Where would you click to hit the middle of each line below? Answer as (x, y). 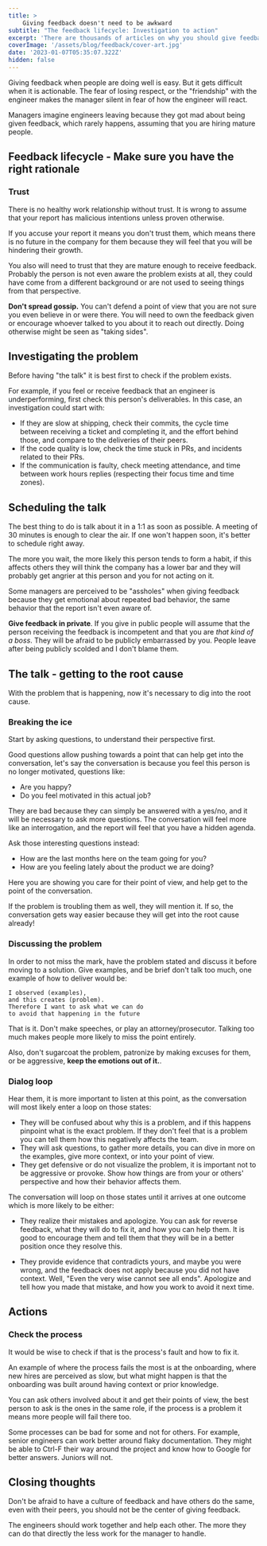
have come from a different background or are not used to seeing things (126, 282)
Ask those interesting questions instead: (74, 843)
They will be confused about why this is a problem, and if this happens (135, 1122)
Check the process (46, 1334)
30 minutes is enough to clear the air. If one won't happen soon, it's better (130, 535)
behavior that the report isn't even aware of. (80, 608)
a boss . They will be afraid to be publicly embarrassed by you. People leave (132, 640)
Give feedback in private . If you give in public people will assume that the (129, 623)
